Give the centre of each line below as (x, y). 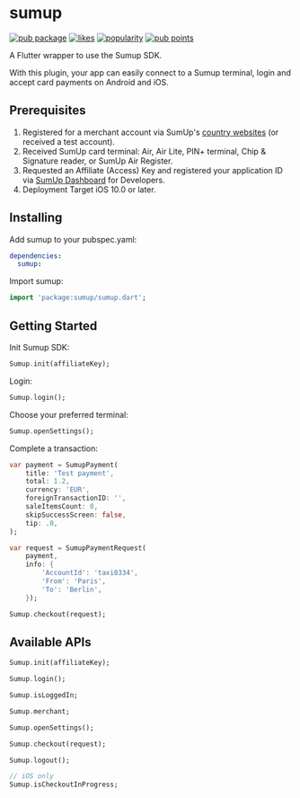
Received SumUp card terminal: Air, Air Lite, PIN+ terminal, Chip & (144, 151)
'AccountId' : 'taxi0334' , (90, 573)
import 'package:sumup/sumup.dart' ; (78, 298)
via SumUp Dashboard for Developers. (93, 180)
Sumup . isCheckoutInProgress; (64, 785)
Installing (36, 218)
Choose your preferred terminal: (69, 414)
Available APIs (50, 642)
